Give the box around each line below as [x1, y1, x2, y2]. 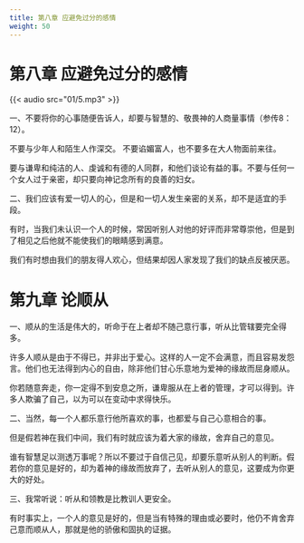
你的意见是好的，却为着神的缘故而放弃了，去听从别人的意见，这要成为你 [16, 463, 287, 474]
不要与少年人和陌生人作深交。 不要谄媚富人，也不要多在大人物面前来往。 [9, 143, 281, 154]
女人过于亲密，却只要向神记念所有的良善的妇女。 [16, 174, 200, 185]
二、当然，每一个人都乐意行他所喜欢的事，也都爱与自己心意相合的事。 [9, 413, 271, 424]
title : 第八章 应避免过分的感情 [9, 13, 117, 23]
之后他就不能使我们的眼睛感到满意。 [33, 235, 168, 246]
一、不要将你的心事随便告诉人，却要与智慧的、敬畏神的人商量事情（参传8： [9, 112, 292, 123]
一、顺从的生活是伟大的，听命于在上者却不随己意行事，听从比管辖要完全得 [9, 321, 287, 332]
